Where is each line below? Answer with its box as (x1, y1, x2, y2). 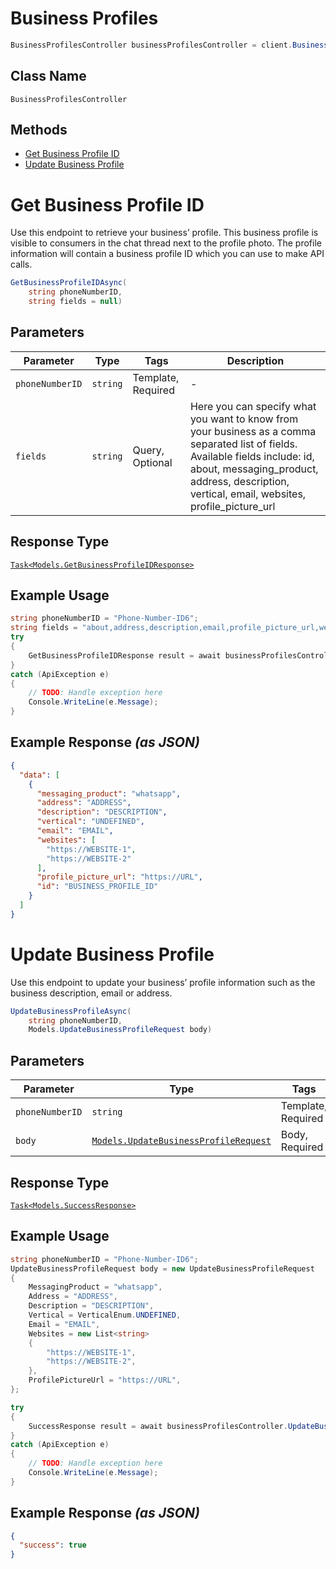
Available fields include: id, (189, 449, 315, 463)
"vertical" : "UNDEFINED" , (36, 817, 145, 827)
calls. (10, 258, 33, 271)
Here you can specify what (189, 399, 317, 413)
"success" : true (19, 1540, 87, 1551)
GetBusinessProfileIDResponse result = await (28, 650, 222, 661)
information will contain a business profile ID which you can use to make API (10, 248, 325, 260)
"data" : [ (19, 770, 60, 780)
